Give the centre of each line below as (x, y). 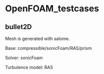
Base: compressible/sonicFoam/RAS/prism (49, 48)
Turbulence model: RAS (29, 67)
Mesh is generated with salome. (37, 38)
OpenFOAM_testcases (52, 9)
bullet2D (18, 27)
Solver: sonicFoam (24, 58)
